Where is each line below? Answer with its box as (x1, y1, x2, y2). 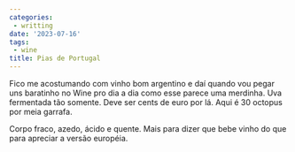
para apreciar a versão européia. (9, 133, 128, 143)
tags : (9, 37, 29, 47)
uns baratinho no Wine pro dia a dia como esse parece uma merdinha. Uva (9, 87, 282, 98)
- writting (12, 21, 53, 30)
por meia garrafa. (9, 107, 73, 117)
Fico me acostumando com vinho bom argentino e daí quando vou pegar (9, 79, 275, 88)
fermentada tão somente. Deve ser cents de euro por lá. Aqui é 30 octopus (9, 97, 283, 107)
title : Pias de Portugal (9, 54, 101, 63)
